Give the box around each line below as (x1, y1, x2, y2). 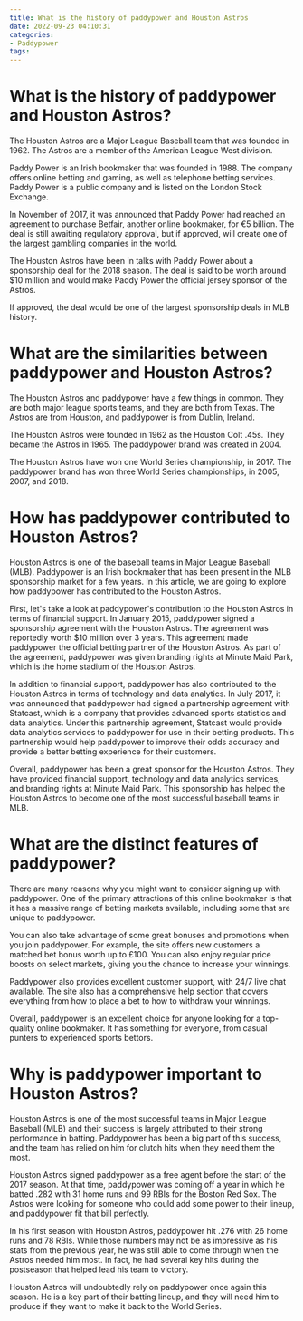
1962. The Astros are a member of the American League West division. (9, 145, 273, 156)
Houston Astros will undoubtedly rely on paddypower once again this (9, 1281, 267, 1292)
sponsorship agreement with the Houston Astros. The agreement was (9, 622, 269, 633)
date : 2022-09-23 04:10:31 (9, 22, 111, 31)
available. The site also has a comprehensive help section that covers (9, 986, 269, 996)
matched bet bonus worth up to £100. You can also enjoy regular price (9, 948, 271, 959)
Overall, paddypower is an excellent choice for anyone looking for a (9, 1013, 261, 1024)
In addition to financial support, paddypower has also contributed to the (9, 678, 277, 689)
